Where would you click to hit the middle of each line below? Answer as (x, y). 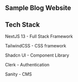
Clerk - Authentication (27, 65)
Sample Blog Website (38, 8)
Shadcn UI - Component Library (37, 55)
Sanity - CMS (19, 74)
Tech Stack (22, 25)
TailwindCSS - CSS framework (36, 46)
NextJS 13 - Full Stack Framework (39, 37)
